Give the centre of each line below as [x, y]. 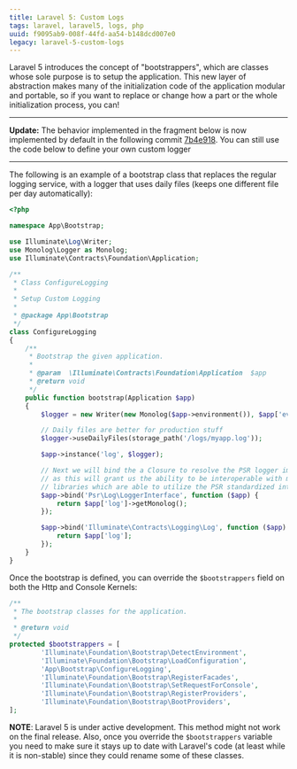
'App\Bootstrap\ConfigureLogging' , [107, 669]
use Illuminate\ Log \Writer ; [61, 242]
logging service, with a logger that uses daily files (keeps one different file [144, 184]
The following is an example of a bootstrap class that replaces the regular [143, 175]
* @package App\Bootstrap [61, 315]
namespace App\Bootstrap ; [57, 226]
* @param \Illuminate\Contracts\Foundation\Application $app [148, 373]
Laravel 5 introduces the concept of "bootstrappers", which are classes [139, 67]
